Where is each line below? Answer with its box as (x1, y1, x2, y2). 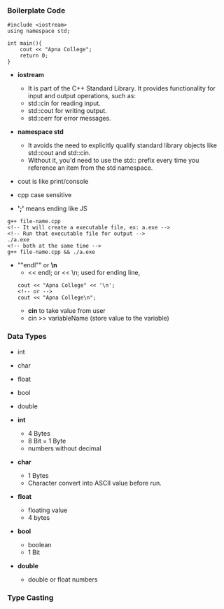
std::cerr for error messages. (27, 114, 111, 123)
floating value (27, 506, 68, 514)
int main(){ (7, 40, 42, 47)
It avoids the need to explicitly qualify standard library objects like (27, 141, 217, 149)
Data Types (7, 332, 47, 342)
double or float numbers (27, 575, 98, 584)
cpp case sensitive (17, 191, 72, 199)
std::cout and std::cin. (27, 149, 91, 157)
